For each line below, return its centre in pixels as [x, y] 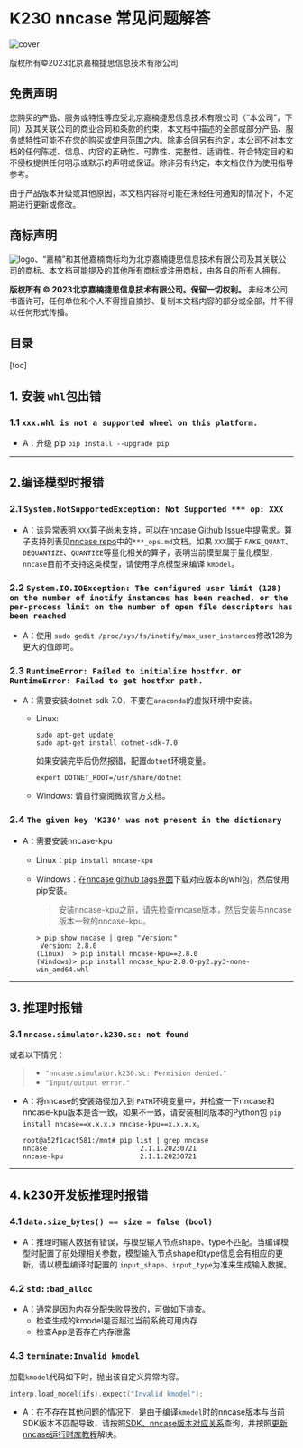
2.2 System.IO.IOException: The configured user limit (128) [146, 588]
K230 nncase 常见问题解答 [110, 19]
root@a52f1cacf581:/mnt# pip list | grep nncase [115, 1141]
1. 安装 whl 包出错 [55, 396]
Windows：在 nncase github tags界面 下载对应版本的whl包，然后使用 [162, 879]
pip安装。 [54, 890]
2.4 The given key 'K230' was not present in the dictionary [146, 820]
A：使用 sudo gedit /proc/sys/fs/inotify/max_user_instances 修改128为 [157, 636]
